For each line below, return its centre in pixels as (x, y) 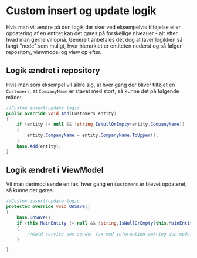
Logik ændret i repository (53, 71)
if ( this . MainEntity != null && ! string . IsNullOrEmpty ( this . (93, 223)
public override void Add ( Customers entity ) (61, 113)
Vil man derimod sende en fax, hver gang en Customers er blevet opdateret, (97, 184)
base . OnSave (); (35, 218)
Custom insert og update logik (81, 11)
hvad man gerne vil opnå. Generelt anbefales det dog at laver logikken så (94, 39)
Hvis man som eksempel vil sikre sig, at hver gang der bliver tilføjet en (91, 85)
